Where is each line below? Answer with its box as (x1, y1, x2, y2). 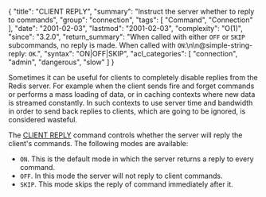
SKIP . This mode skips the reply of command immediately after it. (19, 180, 233, 189)
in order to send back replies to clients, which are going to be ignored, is (8, 106, 246, 116)
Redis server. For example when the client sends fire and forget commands (8, 81, 255, 91)
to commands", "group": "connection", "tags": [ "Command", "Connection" (8, 15, 253, 25)
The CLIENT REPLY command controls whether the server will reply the (8, 130, 243, 140)
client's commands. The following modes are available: (8, 139, 189, 148)
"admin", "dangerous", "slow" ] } (8, 57, 115, 67)
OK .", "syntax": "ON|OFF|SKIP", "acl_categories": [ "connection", (29, 49, 238, 58)
